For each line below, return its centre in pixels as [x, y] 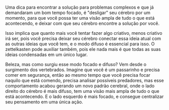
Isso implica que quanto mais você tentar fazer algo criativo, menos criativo [84, 33]
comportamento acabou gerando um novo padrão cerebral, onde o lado [80, 86]
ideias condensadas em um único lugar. [47, 54]
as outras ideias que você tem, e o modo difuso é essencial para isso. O [80, 44]
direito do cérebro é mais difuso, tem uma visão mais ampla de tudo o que [82, 91]
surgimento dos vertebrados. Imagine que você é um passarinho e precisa [82, 70]
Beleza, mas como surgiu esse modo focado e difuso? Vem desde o [76, 64]
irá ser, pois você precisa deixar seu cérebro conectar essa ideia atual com [83, 38]
